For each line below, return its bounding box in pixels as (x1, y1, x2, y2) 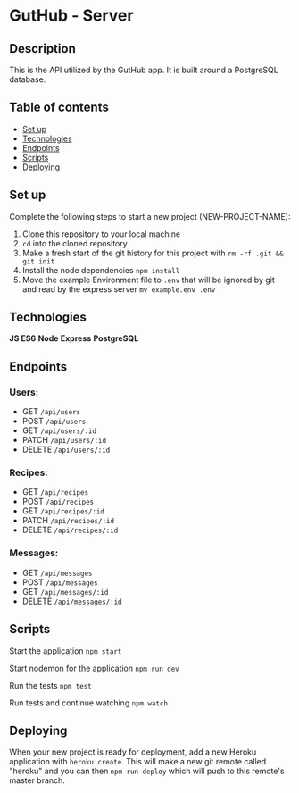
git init (21, 256, 55, 266)
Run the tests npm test (9, 680, 92, 690)
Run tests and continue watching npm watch (9, 697, 168, 708)
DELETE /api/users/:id (21, 444, 111, 455)
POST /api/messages (21, 577, 98, 588)
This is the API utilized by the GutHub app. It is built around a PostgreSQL (9, 64, 278, 75)
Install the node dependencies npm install (21, 264, 180, 275)
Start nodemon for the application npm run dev (9, 663, 180, 673)
